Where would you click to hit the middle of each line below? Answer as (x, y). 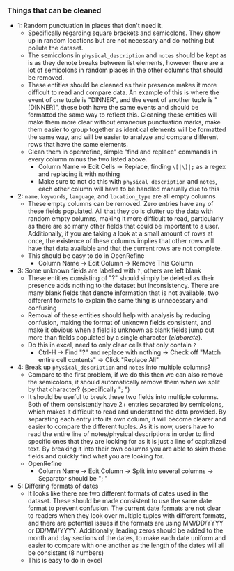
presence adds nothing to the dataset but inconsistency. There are (123, 286)
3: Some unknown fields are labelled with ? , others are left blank (109, 270)
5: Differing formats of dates (58, 486)
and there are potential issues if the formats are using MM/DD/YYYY (126, 523)
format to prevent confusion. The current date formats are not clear (124, 508)
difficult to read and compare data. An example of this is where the (123, 92)
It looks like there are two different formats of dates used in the (118, 493)
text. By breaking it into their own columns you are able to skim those (127, 449)
